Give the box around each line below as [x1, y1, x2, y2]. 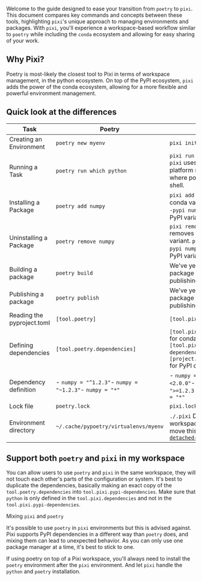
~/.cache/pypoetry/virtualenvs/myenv [56, 423, 164, 429]
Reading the [9, 311, 43, 319]
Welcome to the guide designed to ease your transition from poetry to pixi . [6, 5, 193, 12]
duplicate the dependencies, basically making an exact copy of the [6, 482, 173, 489]
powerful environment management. [6, 90, 97, 97]
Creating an [9, 135, 43, 143]
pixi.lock [169, 402, 198, 410]
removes [169, 229, 194, 237]
